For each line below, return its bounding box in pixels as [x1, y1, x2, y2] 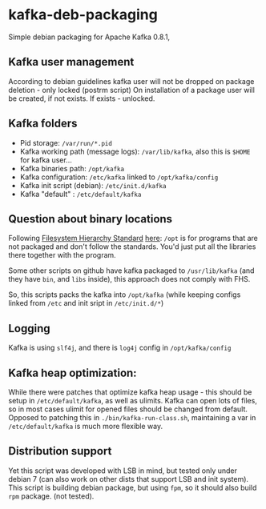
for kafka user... [19, 154, 72, 165]
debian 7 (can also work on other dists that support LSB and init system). [8, 474, 249, 483]
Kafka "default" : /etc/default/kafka [19, 189, 142, 198]
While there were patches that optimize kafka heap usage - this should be [8, 387, 252, 397]
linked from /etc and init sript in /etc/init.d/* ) [8, 299, 164, 308]
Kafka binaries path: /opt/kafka [19, 163, 125, 173]
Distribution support [8, 444, 112, 458]
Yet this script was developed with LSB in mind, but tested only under [8, 466, 238, 475]
